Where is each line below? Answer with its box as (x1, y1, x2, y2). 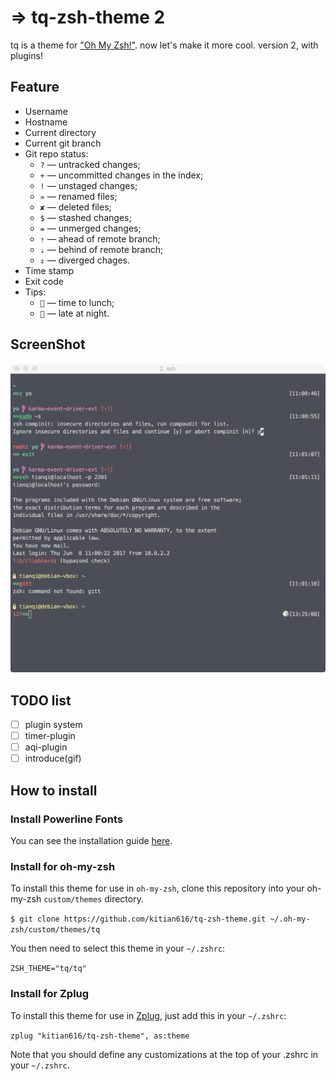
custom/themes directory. (43, 893, 144, 905)
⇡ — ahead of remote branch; (39, 232, 161, 245)
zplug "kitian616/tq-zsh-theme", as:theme (10, 1031, 190, 1041)
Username (24, 105, 68, 117)
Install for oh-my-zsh (10, 859, 116, 873)
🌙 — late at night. (39, 307, 110, 319)
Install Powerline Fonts (10, 812, 123, 826)
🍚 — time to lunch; (39, 296, 115, 308)
